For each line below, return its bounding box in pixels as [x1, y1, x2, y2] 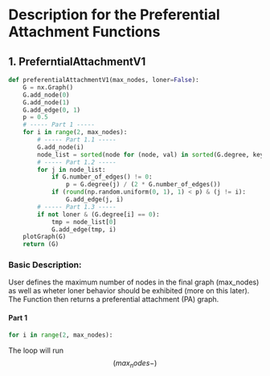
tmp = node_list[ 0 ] [51, 218, 117, 226]
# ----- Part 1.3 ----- [37, 202, 117, 210]
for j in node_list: [37, 166, 106, 174]
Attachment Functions [8, 22, 161, 41]
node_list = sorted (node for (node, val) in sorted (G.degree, [37, 150, 250, 158]
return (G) [22, 240, 59, 248]
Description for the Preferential [8, 6, 220, 24]
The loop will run [8, 345, 64, 355]
